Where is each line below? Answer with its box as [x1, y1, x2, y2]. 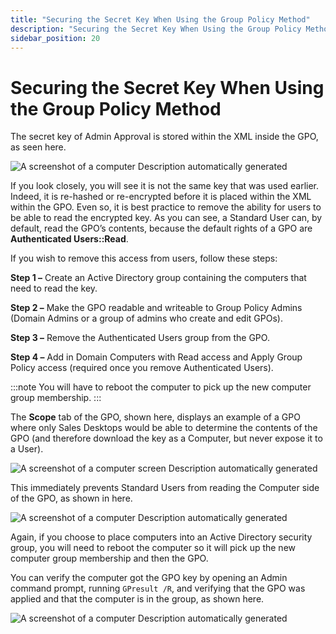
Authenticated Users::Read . [10, 233, 129, 245]
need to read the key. [10, 282, 98, 295]
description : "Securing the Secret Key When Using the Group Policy [10, 24, 302, 34]
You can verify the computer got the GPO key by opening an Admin [10, 572, 288, 584]
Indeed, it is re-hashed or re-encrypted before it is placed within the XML [10, 191, 312, 203]
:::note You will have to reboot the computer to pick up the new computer [10, 381, 312, 393]
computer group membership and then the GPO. [10, 552, 209, 565]
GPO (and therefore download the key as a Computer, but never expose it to [10, 432, 323, 445]
